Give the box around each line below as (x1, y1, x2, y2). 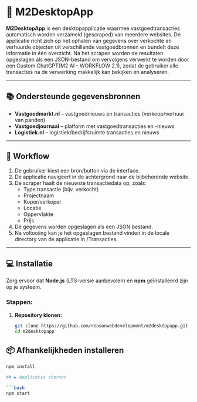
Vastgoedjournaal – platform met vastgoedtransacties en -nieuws (14, 123, 175, 130)
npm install (6, 364, 35, 370)
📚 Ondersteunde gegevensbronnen (6, 92, 141, 102)
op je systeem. (6, 283, 42, 290)
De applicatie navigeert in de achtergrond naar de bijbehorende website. (14, 173, 190, 180)
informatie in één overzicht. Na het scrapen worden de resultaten (6, 49, 164, 56)
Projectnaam (23, 192, 55, 199)
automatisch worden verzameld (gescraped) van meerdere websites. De (6, 31, 181, 38)
